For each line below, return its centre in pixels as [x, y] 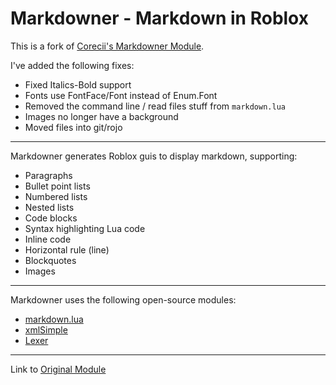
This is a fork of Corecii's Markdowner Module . [107, 46]
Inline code [48, 239]
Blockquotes [50, 260]
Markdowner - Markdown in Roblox [159, 18]
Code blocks [51, 218]
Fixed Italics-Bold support [78, 84]
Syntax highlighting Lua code [85, 228]
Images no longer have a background [101, 116]
